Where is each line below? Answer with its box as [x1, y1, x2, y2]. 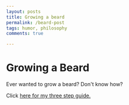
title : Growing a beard [6, 14, 65, 20]
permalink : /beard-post [6, 19, 65, 25]
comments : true [6, 31, 44, 37]
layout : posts [6, 8, 41, 15]
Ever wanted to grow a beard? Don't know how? [6, 81, 123, 88]
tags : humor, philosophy [6, 25, 67, 31]
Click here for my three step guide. [6, 92, 91, 99]
